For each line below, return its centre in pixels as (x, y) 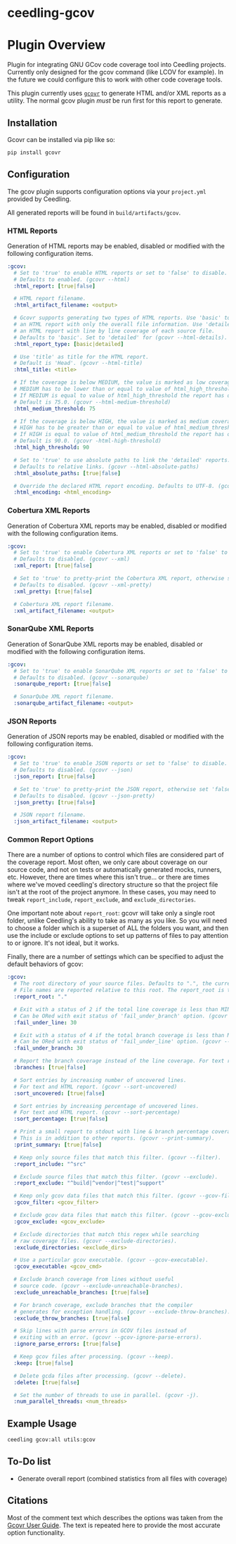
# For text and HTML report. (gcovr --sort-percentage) (97, 1112)
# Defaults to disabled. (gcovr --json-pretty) (85, 796)
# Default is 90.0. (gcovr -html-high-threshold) (87, 441)
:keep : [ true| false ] (44, 1363)
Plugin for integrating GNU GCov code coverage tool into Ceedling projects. (117, 65)
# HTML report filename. (50, 299)
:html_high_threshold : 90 (52, 448)
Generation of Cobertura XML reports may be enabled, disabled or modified (117, 526)
